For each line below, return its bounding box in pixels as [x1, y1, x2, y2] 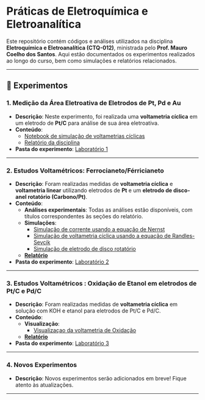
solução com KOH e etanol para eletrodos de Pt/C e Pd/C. [15, 307, 161, 314]
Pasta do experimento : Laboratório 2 [15, 258, 109, 265]
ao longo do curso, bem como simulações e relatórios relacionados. [6, 57, 177, 64]
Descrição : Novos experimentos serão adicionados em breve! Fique [15, 374, 187, 382]
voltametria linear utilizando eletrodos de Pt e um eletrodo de [15, 187, 173, 194]
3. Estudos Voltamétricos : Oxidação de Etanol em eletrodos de [6, 279, 197, 287]
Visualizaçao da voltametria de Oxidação [33, 327, 136, 334]
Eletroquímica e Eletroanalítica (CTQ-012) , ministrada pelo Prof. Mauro [6, 44, 188, 51]
